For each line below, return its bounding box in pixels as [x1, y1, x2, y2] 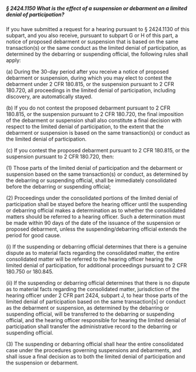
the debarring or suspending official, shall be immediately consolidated [6, 176, 177, 184]
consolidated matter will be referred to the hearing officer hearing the [6, 255, 173, 262]
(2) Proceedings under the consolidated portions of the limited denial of [6, 194, 178, 202]
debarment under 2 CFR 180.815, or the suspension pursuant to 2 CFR [6, 80, 174, 87]
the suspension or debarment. [6, 359, 79, 366]
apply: [6, 56, 22, 64]
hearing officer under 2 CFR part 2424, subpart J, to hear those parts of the [6, 292, 188, 299]
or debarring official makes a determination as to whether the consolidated [6, 207, 186, 214]
